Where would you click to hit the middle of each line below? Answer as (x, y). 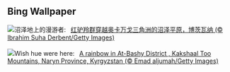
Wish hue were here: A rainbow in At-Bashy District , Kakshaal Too (113, 53)
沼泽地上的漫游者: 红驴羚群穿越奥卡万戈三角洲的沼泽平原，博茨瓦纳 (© (119, 29)
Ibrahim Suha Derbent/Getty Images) (61, 37)
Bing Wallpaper (42, 12)
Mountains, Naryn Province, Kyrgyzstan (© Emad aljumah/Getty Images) (113, 61)
